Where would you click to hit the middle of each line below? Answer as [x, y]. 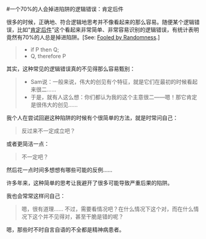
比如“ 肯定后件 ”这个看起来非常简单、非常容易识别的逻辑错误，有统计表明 [108, 30]
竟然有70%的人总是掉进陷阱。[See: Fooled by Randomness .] [83, 37]
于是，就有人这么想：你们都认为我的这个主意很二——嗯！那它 [109, 97]
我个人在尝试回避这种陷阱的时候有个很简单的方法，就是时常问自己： [92, 118]
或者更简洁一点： [28, 144]
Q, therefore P [48, 56]
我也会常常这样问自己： [36, 196]
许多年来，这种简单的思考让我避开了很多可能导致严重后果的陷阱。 [90, 183]
